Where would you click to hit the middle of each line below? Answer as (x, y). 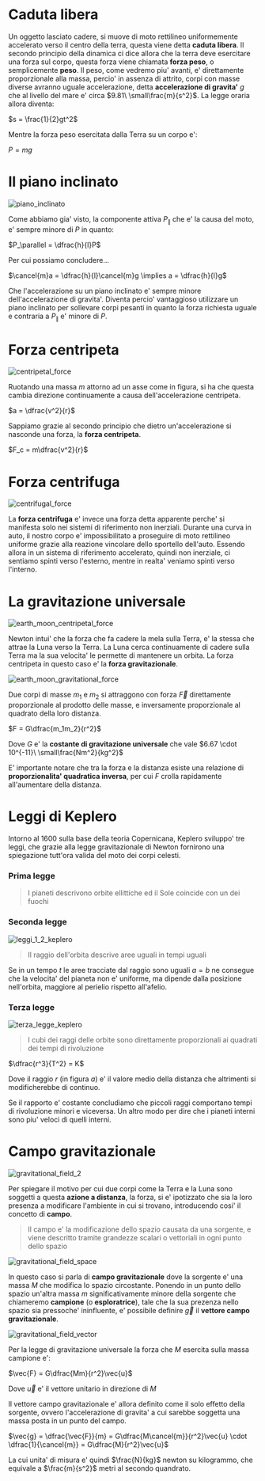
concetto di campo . (40, 1213)
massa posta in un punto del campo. (67, 1420)
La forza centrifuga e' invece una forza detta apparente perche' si (117, 519)
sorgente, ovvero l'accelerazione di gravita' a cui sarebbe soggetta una (124, 1412)
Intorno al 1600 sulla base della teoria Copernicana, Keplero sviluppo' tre (127, 839)
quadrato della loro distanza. (55, 713)
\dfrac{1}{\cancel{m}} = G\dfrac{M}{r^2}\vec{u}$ (88, 1444)
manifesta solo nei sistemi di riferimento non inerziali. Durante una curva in (130, 527)
